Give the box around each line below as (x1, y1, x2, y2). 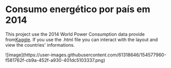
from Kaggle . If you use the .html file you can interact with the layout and (5, 37, 158, 43)
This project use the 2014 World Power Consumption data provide (5, 31, 145, 37)
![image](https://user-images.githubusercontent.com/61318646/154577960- (5, 52, 166, 58)
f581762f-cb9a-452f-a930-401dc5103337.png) (5, 57, 105, 63)
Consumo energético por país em (5, 4, 150, 15)
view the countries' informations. (5, 42, 75, 48)
